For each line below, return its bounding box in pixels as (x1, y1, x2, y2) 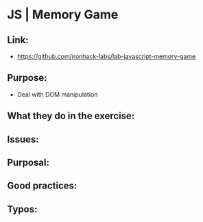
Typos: (7, 203, 38, 215)
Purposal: (7, 156, 50, 168)
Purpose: (7, 72, 47, 84)
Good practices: (7, 180, 77, 192)
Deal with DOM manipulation (16, 90, 98, 99)
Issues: (7, 134, 39, 145)
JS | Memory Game (7, 7, 119, 23)
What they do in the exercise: (7, 110, 135, 122)
